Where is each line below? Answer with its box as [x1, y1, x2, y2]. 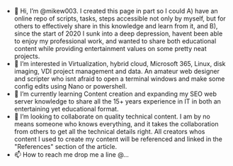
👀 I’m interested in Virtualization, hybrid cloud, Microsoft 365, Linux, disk [13, 60, 226, 67]
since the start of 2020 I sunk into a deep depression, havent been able [13, 29, 223, 38]
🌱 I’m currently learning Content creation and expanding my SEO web [13, 89, 217, 98]
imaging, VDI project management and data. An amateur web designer [13, 67, 220, 75]
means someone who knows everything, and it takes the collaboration [13, 120, 219, 128]
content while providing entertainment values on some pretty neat [13, 45, 207, 52]
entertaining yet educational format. [13, 105, 119, 113]
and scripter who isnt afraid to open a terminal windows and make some [13, 74, 225, 83]
